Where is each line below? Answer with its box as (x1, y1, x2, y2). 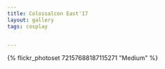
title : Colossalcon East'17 (7, 10, 89, 17)
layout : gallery (7, 17, 54, 23)
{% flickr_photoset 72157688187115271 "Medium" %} (7, 54, 158, 62)
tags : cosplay (7, 23, 49, 30)
